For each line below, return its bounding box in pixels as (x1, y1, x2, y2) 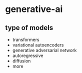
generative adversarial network (12, 47, 77, 53)
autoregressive (12, 52, 43, 58)
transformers (12, 36, 39, 42)
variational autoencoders (12, 42, 64, 48)
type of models (5, 23, 53, 32)
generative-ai (5, 3, 63, 15)
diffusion (12, 58, 31, 63)
